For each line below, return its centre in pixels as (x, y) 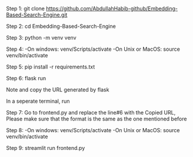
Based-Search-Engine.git (37, 15)
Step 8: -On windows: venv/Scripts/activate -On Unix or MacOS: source (93, 130)
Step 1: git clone (26, 9)
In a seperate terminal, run (38, 101)
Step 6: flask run (26, 78)
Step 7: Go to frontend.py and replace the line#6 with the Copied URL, (91, 112)
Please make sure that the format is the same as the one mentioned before (96, 119)
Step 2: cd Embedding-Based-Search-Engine (61, 26)
